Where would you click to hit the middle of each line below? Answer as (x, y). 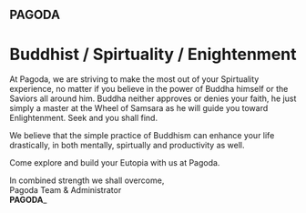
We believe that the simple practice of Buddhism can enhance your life (142, 136)
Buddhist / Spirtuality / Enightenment (153, 54)
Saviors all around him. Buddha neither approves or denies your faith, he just (153, 98)
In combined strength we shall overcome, (87, 180)
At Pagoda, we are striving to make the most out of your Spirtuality (134, 79)
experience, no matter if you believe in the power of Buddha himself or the (149, 89)
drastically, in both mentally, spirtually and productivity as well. (127, 146)
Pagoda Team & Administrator (66, 190)
